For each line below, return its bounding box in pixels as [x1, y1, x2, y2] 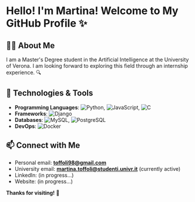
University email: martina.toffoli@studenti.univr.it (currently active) [14, 165, 181, 172]
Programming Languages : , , [14, 104, 140, 111]
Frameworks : [14, 110, 48, 117]
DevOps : [14, 122, 36, 130]
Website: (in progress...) [14, 178, 73, 185]
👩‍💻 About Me [6, 40, 55, 51]
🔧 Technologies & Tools [6, 88, 93, 98]
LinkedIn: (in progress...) [14, 171, 74, 178]
